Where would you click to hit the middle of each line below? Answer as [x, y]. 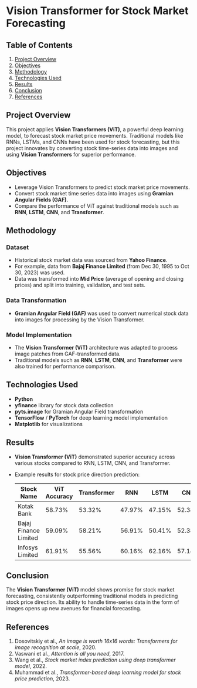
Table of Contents [40, 45]
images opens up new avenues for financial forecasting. [74, 609]
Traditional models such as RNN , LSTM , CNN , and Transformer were [98, 360]
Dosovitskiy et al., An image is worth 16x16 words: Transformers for [96, 641]
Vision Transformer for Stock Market [97, 11]
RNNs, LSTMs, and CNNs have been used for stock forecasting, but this [93, 142]
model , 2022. [30, 666]
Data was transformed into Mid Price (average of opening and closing [99, 279]
